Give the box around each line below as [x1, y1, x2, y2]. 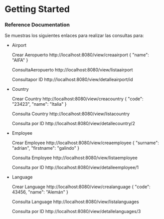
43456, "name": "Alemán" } [11, 189, 68, 195]
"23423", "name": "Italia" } [11, 101, 67, 107]
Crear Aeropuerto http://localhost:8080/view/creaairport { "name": [11, 52, 149, 58]
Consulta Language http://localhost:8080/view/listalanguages [11, 199, 139, 205]
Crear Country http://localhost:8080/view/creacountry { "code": [11, 96, 144, 102]
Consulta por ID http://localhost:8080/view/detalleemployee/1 [11, 165, 139, 171]
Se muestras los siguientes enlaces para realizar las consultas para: [4, 32, 144, 38]
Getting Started [4, 3, 70, 15]
